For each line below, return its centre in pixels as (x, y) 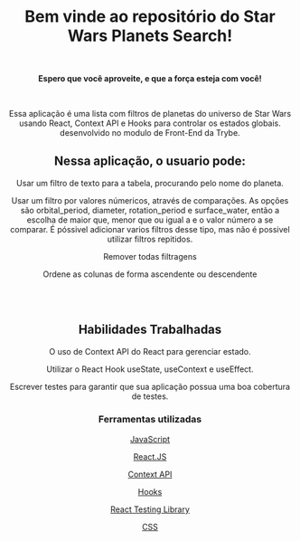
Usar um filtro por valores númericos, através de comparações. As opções (150, 200)
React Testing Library (150, 509)
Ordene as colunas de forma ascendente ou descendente (150, 274)
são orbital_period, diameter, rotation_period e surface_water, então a (150, 210)
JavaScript (150, 439)
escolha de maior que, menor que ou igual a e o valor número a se (150, 220)
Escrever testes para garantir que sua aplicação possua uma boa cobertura (150, 386)
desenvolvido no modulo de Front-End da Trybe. (150, 132)
